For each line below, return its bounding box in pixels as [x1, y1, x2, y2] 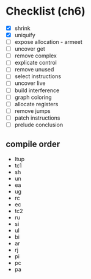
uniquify [14, 32, 36, 38]
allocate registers [14, 100, 59, 107]
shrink [14, 24, 31, 32]
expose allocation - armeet [14, 38, 83, 46]
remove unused [14, 66, 54, 73]
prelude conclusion [14, 121, 64, 128]
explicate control [14, 59, 57, 67]
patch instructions [14, 114, 60, 121]
